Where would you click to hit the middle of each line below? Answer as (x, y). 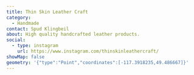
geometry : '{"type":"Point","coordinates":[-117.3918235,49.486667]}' (98, 62)
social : (16, 40)
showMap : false (26, 57)
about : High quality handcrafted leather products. (73, 34)
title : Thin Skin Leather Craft (47, 12)
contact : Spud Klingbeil (38, 29)
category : (19, 18)
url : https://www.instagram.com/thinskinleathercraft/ (88, 51)
